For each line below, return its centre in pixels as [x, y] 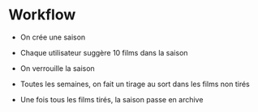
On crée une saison [53, 37]
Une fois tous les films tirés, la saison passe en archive [112, 99]
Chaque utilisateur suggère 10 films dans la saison [104, 52]
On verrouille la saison [57, 68]
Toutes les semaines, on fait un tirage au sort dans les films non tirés [135, 84]
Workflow [42, 15]
